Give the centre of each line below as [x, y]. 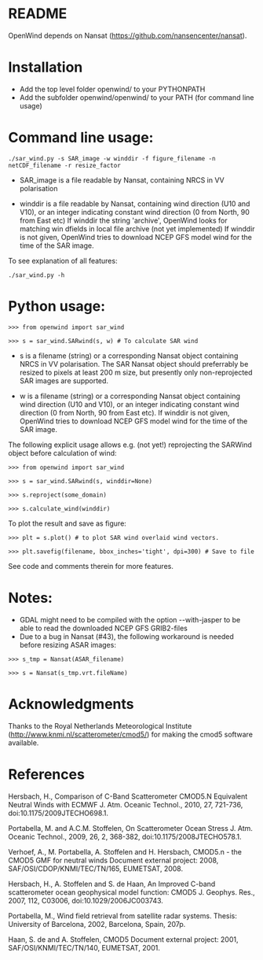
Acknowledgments [71, 704]
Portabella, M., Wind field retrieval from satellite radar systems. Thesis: [123, 916]
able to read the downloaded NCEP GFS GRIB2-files [104, 628]
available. [24, 742]
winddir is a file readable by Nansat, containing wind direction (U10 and [135, 203]
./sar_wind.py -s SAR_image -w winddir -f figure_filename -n [112, 158]
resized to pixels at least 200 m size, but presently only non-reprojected [136, 372]
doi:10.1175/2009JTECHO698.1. [58, 813]
